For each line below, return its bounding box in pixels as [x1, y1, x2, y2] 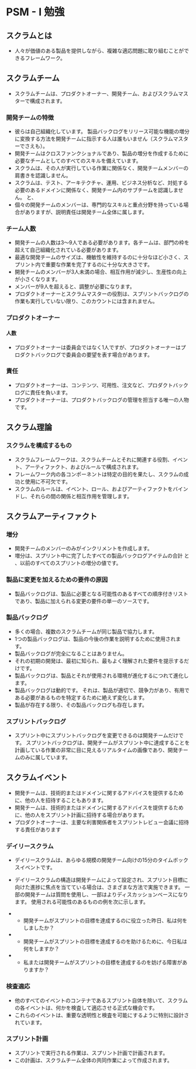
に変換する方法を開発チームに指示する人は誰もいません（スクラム [14, 136, 174, 143]
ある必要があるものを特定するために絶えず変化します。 [14, 694, 148, 701]
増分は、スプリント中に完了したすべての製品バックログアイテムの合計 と [14, 552, 190, 559]
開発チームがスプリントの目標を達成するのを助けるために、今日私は [23, 938, 187, 945]
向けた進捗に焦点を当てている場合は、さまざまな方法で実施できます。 [14, 884, 184, 891]
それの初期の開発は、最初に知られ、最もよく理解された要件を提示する [14, 657, 184, 664]
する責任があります [14, 826, 61, 833]
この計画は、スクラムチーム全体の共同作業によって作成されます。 [14, 1057, 173, 1064]
